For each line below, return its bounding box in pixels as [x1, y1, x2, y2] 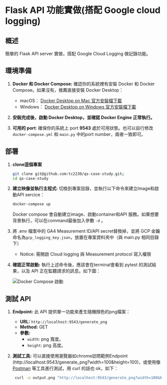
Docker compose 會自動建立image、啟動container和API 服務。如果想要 [12, 211, 159, 217]
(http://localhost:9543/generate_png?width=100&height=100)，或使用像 [12, 359, 161, 365]
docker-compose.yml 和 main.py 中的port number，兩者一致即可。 [12, 131, 146, 137]
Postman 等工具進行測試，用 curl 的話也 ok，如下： [12, 366, 119, 372]
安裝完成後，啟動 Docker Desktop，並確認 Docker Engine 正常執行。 [12, 114, 155, 120]
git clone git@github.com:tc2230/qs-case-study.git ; [12, 171, 125, 176]
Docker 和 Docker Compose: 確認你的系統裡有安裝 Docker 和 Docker [12, 81, 155, 87]
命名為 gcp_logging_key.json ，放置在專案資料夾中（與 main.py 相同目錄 [12, 235, 159, 241]
